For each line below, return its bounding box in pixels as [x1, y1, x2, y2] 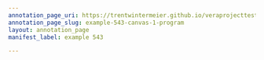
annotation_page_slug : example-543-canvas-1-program [8, 19, 185, 26]
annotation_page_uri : [8, 11, 79, 19]
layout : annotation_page [8, 26, 90, 34]
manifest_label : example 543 [8, 33, 104, 41]
